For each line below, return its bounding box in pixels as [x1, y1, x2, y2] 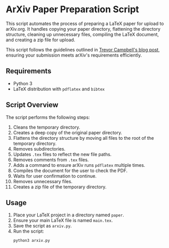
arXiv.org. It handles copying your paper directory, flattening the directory [6, 26, 161, 32]
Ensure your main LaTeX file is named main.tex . [13, 217, 113, 224]
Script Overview [6, 101, 59, 109]
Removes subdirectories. [13, 145, 66, 152]
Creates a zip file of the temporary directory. [13, 184, 107, 190]
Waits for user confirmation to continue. [13, 172, 97, 179]
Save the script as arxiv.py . [13, 223, 72, 229]
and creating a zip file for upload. [6, 37, 75, 43]
